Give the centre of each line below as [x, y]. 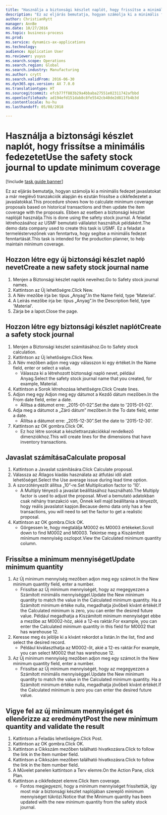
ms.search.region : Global [32, 65]
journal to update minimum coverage [83, 168]
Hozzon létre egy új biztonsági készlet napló [75, 260]
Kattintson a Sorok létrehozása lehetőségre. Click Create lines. [76, 389]
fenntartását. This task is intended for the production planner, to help [75, 238]
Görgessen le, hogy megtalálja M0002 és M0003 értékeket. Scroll [87, 528]
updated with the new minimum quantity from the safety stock [84, 802]
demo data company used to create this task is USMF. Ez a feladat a [75, 228]
